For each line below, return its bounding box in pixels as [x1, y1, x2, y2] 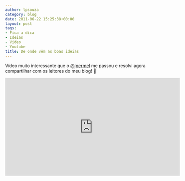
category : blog [5, 12, 37, 17]
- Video [5, 40, 21, 45]
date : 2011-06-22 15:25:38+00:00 [5, 16, 75, 21]
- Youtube [5, 44, 26, 49]
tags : [5, 26, 16, 31]
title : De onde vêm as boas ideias [5, 49, 79, 54]
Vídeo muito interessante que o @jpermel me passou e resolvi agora [5, 63, 146, 69]
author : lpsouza [5, 7, 39, 12]
